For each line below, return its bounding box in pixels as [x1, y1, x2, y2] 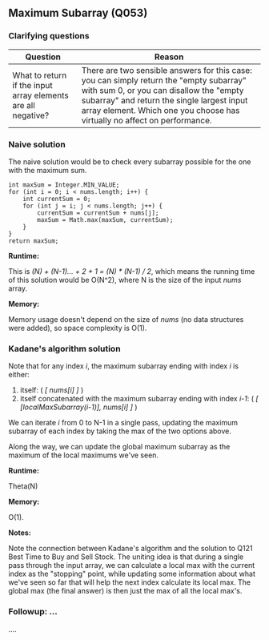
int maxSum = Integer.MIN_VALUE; [8, 180, 120, 189]
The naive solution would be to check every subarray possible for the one [8, 156, 251, 167]
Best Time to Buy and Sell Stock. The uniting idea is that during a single [8, 552, 244, 562]
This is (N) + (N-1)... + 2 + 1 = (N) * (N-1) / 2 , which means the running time [8, 266, 255, 276]
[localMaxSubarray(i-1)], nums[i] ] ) [19, 402, 138, 412]
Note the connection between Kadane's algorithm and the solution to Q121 [8, 544, 253, 553]
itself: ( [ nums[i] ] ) [19, 385, 84, 395]
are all [12, 99, 36, 111]
